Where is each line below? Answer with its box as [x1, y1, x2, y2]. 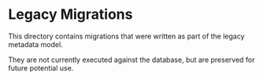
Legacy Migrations [8, 5, 133, 24]
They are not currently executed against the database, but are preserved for [8, 55, 255, 64]
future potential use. [8, 63, 74, 72]
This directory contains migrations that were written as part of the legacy [8, 31, 246, 41]
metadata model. [8, 39, 63, 49]
